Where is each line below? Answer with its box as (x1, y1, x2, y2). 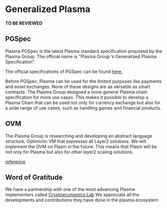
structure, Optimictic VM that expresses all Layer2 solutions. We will (5, 138, 146, 144)
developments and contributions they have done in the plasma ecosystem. (5, 197, 159, 203)
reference (5, 158, 26, 164)
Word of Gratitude (5, 173, 63, 181)
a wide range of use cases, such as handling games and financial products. (5, 105, 162, 111)
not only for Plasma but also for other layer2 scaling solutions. (5, 149, 134, 155)
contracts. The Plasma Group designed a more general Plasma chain (5, 89, 147, 95)
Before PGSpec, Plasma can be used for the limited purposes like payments (5, 78, 162, 84)
